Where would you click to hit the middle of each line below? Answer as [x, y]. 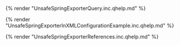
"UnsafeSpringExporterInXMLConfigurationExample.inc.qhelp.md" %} [90, 26]
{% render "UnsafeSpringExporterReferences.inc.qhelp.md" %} [82, 37]
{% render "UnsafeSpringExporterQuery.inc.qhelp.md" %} [76, 8]
